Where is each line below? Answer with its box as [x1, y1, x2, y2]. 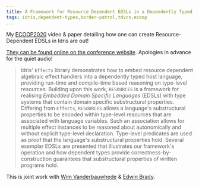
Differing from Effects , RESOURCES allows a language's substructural [20, 104, 186, 111]
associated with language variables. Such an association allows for [20, 117, 185, 124]
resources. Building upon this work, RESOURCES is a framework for [20, 85, 179, 92]
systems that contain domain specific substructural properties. [20, 98, 175, 105]
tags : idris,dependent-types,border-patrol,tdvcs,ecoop [6, 14, 147, 20]
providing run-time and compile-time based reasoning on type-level [20, 79, 187, 86]
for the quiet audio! [6, 55, 53, 62]
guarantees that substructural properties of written [53, 155, 178, 162]
